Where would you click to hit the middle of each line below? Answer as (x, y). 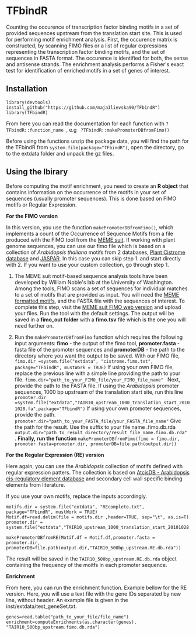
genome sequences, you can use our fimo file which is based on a (86, 246)
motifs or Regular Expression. (41, 204)
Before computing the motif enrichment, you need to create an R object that (97, 186)
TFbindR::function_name (35, 130)
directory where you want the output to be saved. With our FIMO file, (97, 356)
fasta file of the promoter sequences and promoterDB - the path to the (99, 349)
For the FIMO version (32, 216)
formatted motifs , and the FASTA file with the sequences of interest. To (100, 301)
